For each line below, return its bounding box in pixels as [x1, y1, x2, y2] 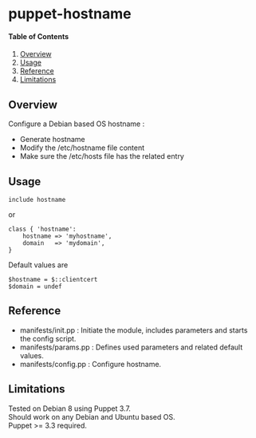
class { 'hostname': [8, 225, 77, 234]
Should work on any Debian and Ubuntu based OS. [8, 412, 175, 421]
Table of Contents [8, 31, 69, 41]
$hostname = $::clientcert [8, 276, 98, 284]
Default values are [8, 260, 69, 270]
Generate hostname [19, 135, 85, 144]
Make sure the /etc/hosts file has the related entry [19, 152, 185, 161]
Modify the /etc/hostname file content [19, 143, 145, 152]
